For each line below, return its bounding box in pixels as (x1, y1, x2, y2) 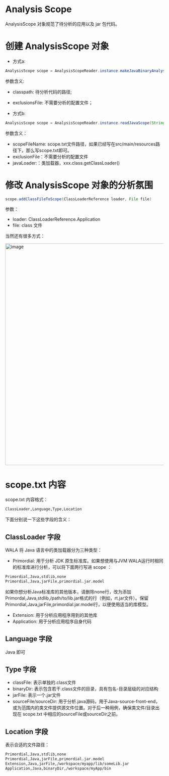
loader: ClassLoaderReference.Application (12, 216, 101, 222)
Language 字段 (5, 634, 52, 643)
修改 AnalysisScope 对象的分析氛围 (5, 179, 153, 191)
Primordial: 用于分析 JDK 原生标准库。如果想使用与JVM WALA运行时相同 (12, 558, 163, 564)
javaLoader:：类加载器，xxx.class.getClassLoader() (12, 160, 120, 166)
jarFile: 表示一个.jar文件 (12, 692, 61, 698)
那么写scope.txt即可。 (26, 147, 72, 153)
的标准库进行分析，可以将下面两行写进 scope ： (12, 564, 112, 570)
